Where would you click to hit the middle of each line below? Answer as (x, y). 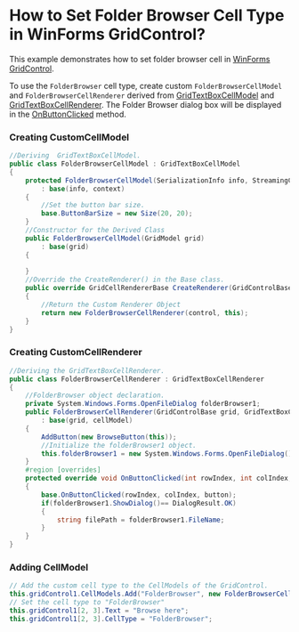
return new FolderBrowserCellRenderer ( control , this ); (145, 312)
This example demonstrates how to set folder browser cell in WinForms (140, 59)
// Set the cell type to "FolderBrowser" (87, 603)
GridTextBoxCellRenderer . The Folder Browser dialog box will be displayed (145, 104)
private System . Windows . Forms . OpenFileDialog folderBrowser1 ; (143, 404)
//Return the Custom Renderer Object (111, 304)
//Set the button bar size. (93, 206)
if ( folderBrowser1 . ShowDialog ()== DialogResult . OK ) (139, 503)
